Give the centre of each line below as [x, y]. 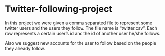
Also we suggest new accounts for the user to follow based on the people [81, 43]
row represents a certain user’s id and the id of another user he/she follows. [83, 33]
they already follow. [25, 48]
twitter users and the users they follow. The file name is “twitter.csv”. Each [81, 28]
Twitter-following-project [59, 9]
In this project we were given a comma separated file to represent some [79, 23]
